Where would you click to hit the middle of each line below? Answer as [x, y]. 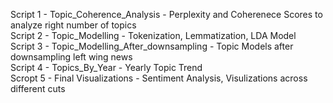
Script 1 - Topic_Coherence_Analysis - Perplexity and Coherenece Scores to [166, 14]
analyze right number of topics [73, 25]
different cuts [38, 88]
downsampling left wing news [71, 57]
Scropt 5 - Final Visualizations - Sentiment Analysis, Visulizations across [159, 78]
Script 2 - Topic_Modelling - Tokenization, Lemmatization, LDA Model [153, 35]
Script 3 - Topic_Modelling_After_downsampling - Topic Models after [152, 46]
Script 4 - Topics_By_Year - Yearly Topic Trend [106, 67]
